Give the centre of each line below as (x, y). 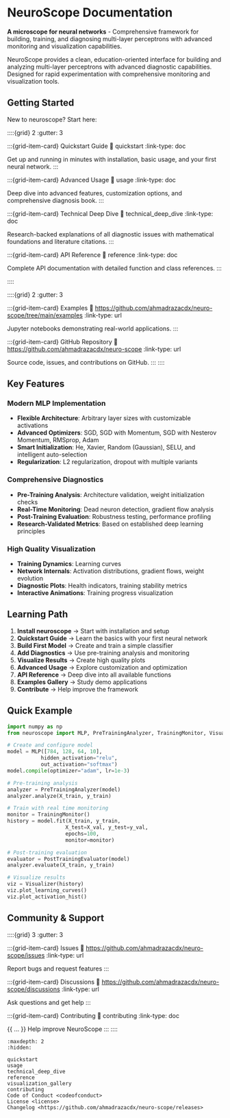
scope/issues (26, 955)
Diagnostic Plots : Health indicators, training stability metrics (102, 586)
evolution (30, 579)
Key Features (36, 384)
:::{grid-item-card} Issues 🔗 (46, 948)
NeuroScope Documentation (90, 13)
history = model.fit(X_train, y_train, (64, 821)
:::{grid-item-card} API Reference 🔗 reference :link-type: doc (92, 254)
